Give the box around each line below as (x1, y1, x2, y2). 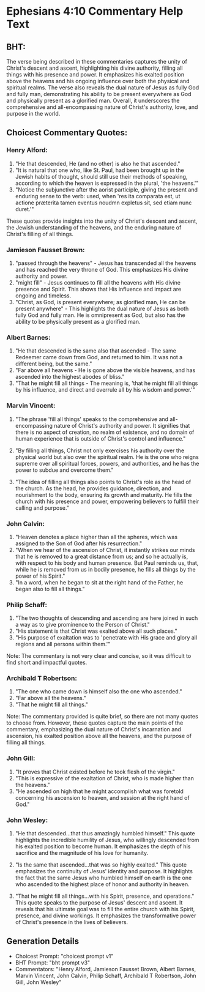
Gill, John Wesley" (15, 978, 62, 986)
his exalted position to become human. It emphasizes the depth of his (15, 843, 191, 850)
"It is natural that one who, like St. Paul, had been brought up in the (15, 166, 185, 174)
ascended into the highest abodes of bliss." (15, 373, 125, 381)
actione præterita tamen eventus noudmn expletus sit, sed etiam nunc (15, 199, 192, 206)
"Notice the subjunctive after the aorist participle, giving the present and (15, 185, 198, 193)
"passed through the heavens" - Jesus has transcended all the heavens (15, 259, 197, 267)
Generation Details (6, 936, 80, 947)
